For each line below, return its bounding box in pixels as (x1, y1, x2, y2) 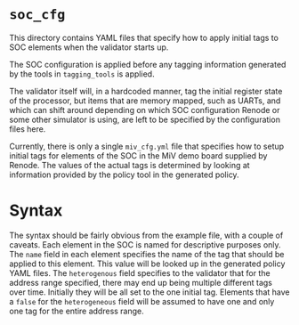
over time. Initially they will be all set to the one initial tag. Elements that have (9, 287, 290, 297)
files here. (9, 123, 46, 134)
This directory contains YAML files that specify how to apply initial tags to (9, 32, 279, 43)
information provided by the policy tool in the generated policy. (9, 169, 239, 180)
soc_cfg (9, 6, 66, 23)
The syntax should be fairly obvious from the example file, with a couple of (9, 230, 284, 240)
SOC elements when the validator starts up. (9, 42, 169, 53)
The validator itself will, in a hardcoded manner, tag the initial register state (9, 85, 283, 96)
